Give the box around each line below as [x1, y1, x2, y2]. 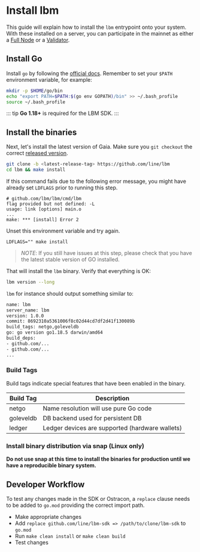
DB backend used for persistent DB [43, 414, 142, 422]
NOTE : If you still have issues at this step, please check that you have [20, 249, 193, 256]
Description [95, 394, 130, 402]
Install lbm [6, 4, 59, 17]
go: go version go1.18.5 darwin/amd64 [6, 330, 103, 336]
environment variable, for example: [6, 76, 92, 83]
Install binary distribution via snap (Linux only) [6, 441, 145, 450]
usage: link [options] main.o [6, 206, 82, 212]
